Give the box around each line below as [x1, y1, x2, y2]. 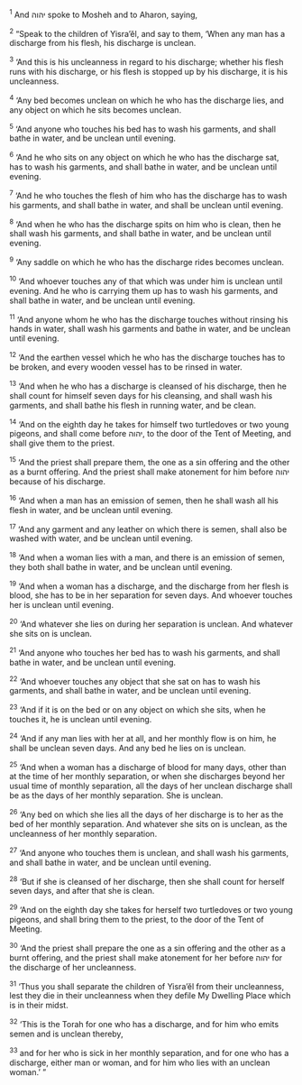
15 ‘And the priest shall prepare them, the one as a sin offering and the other [9, 455, 290, 467]
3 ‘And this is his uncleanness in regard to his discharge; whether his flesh [9, 55, 284, 67]
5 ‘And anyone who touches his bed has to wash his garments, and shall [9, 122, 277, 134]
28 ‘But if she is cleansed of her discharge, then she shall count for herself [9, 874, 286, 887]
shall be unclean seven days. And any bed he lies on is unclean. [9, 742, 246, 753]
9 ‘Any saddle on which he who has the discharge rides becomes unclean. [9, 255, 285, 267]
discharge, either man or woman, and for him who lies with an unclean [9, 1057, 270, 1068]
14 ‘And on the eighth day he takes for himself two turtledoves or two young [9, 417, 289, 429]
